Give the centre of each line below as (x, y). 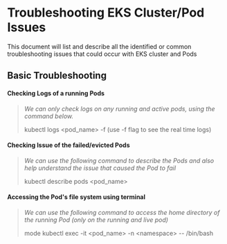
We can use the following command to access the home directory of (122, 212)
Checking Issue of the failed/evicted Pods (69, 145)
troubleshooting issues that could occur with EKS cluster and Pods (102, 54)
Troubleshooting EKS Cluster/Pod (106, 13)
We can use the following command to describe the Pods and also (119, 160)
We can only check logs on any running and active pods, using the (119, 109)
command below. (49, 116)
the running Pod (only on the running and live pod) (96, 220)
